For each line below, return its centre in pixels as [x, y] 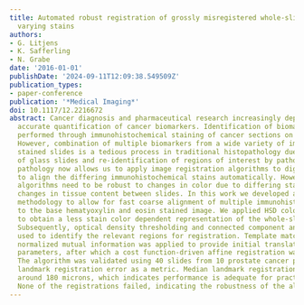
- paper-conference [46, 93]
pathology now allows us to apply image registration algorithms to [149, 169]
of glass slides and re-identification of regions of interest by [145, 160]
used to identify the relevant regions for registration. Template [147, 236]
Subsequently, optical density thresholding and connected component [151, 227]
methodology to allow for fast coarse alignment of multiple [135, 203]
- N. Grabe [30, 60]
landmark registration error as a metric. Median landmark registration [157, 270]
